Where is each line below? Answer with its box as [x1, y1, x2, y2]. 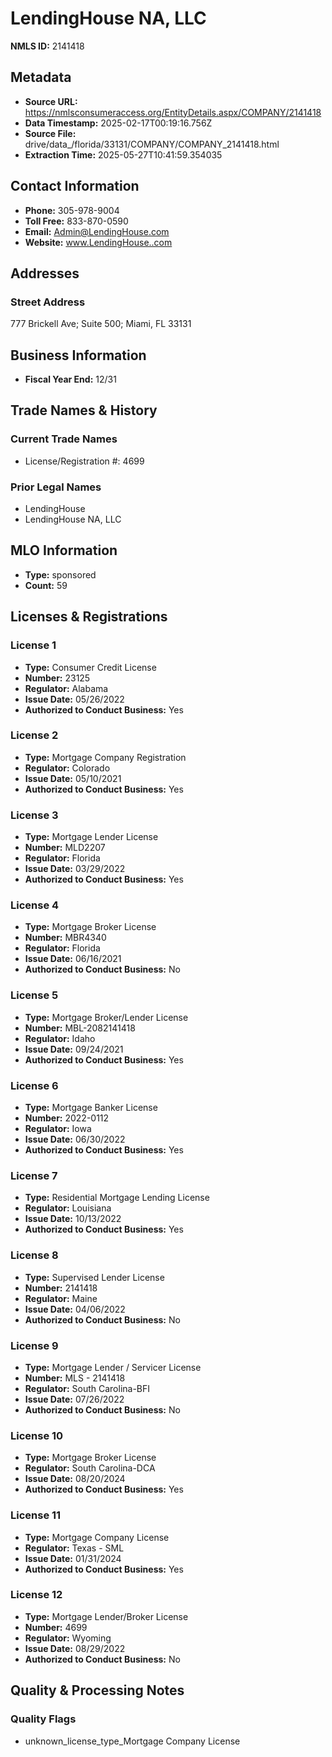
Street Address [10, 295, 86, 309]
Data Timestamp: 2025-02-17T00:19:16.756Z [24, 117, 213, 129]
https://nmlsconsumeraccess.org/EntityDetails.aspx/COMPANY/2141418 [24, 106, 322, 118]
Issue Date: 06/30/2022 [24, 1133, 126, 1146]
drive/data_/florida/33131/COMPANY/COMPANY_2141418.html [24, 138, 280, 150]
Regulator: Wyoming [24, 1632, 112, 1644]
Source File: [24, 127, 77, 139]
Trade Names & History [10, 402, 158, 419]
